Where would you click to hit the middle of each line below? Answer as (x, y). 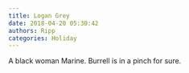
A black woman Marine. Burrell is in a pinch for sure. (95, 61)
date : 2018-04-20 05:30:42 (53, 23)
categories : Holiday (43, 38)
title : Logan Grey (39, 16)
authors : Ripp (32, 30)
